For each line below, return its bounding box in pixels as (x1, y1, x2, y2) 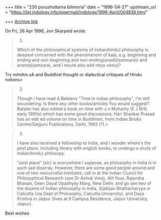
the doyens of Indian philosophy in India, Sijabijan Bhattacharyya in (16, 186, 151, 191)
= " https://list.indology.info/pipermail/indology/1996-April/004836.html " (5, 9, 148, 15)
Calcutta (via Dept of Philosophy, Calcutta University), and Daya (16, 191, 145, 196)
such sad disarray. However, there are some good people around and (16, 165, 155, 171)
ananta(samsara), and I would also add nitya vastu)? (16, 63, 121, 68)
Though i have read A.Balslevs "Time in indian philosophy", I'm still (16, 95, 150, 101)
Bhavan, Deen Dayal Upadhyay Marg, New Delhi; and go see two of (16, 180, 151, 186)
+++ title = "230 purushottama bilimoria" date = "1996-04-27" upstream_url (5, 4, 156, 10)
